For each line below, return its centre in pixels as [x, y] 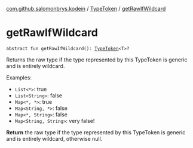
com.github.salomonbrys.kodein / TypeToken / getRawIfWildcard [86, 9]
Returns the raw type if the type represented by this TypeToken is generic [97, 60]
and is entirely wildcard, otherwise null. [54, 138]
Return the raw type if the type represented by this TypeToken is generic [96, 132]
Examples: [19, 78]
